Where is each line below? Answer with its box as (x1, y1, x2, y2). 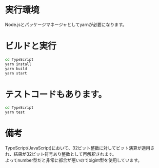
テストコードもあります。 (5, 89, 107, 100)
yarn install (5, 62, 32, 67)
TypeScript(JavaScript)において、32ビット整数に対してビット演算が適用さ (5, 145, 155, 151)
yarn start (5, 71, 27, 76)
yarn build (5, 66, 27, 71)
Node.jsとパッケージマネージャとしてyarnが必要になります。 (5, 22, 127, 27)
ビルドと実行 (5, 41, 57, 52)
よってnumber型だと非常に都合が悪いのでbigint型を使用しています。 (5, 157, 142, 163)
